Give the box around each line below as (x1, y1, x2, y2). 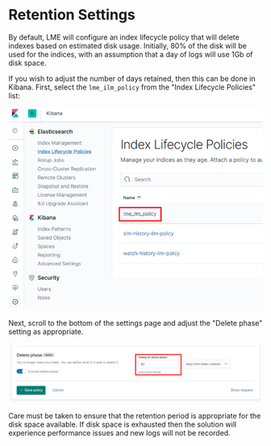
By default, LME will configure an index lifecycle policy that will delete (8, 32, 240, 42)
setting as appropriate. (8, 327, 84, 336)
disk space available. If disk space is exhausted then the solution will (8, 419, 236, 429)
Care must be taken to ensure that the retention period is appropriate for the (8, 411, 261, 420)
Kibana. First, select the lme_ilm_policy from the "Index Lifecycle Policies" (8, 82, 256, 92)
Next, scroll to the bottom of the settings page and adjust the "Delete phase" (8, 319, 263, 328)
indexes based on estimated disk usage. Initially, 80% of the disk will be (8, 40, 248, 50)
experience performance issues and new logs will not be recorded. (8, 427, 231, 437)
